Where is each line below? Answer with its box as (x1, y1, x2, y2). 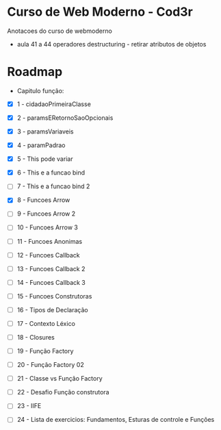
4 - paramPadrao (16, 141, 66, 149)
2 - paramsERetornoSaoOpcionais (16, 114, 114, 122)
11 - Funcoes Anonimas (16, 237, 83, 245)
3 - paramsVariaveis (16, 127, 74, 136)
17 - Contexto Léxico (16, 319, 75, 327)
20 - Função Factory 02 (16, 361, 84, 369)
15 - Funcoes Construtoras (16, 292, 92, 300)
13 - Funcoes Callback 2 (16, 264, 86, 273)
